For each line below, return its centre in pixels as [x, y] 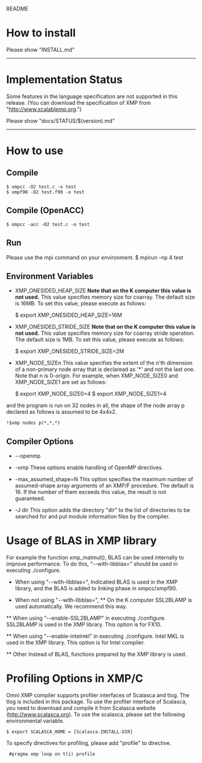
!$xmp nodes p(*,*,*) [33, 423]
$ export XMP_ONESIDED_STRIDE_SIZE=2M [69, 351]
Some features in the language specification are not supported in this [92, 96]
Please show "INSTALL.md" [41, 49]
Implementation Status [65, 80]
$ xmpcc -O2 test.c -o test [41, 187]
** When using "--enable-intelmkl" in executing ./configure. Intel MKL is [95, 636]
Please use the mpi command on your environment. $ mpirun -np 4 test [95, 257]
